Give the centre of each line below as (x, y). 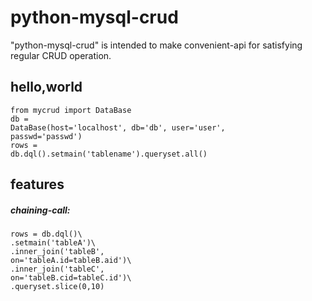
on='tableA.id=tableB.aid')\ (71, 261)
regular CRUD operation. (61, 55)
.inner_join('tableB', (57, 252)
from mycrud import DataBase (71, 110)
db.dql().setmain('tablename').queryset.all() (109, 154)
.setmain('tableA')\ (53, 243)
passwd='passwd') (46, 136)
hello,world (46, 87)
